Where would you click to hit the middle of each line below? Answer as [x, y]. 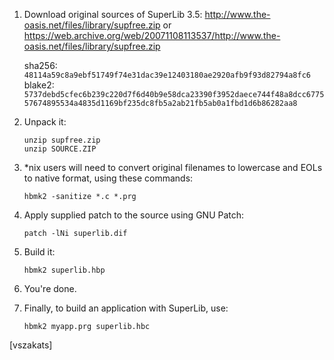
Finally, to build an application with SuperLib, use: [126, 308]
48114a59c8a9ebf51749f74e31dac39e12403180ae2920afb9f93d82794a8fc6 [167, 75]
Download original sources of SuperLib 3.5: [113, 14]
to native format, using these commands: [108, 178]
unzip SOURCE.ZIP [60, 149]
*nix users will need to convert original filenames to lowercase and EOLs [173, 167]
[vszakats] [31, 345]
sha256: [40, 65]
